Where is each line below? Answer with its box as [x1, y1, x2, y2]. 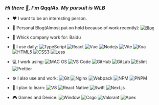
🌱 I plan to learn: [12, 85, 45, 91]
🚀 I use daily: [12, 44, 38, 50]
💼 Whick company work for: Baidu [12, 34, 81, 41]
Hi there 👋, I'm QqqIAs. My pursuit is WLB [5, 4, 106, 11]
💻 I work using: [12, 59, 44, 65]
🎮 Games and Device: [12, 95, 58, 101]
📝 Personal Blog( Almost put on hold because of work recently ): [12, 25, 139, 31]
